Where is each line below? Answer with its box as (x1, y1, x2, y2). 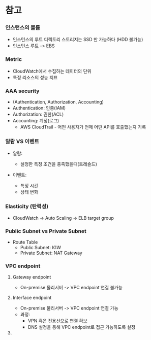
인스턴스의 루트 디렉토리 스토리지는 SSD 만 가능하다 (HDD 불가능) (12, 37, 143, 43)
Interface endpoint (12, 295, 52, 301)
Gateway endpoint (12, 274, 51, 280)
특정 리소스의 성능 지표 (12, 74, 58, 80)
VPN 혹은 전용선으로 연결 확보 (27, 318, 87, 324)
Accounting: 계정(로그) (12, 118, 59, 124)
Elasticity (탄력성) (5, 203, 49, 210)
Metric (5, 56, 22, 63)
